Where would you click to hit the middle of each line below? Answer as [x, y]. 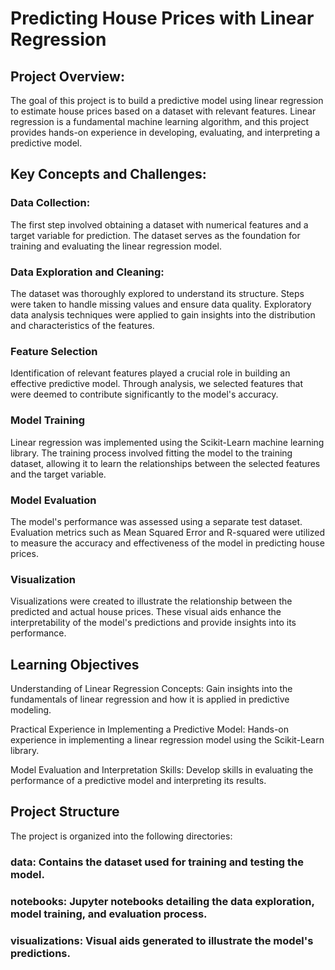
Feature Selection [54, 351]
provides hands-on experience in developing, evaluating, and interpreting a [165, 132]
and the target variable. [58, 474]
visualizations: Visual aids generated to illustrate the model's [162, 940]
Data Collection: [50, 203]
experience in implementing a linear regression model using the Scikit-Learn [167, 739]
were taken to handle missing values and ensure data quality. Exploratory [161, 304]
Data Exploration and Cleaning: [87, 272]
